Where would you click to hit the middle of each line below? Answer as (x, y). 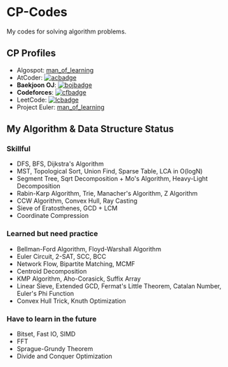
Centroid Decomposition (52, 271)
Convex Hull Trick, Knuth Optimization (71, 301)
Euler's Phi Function (45, 293)
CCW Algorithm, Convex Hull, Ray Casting (77, 201)
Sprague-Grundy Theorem (55, 349)
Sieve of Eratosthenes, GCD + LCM (67, 208)
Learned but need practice (52, 234)
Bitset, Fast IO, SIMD (46, 334)
